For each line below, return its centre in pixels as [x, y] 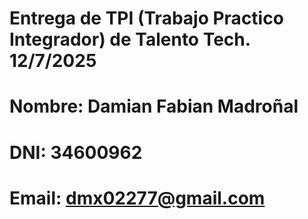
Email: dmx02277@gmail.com [137, 198]
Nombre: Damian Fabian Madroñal [154, 106]
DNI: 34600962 [76, 152]
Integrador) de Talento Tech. [130, 39]
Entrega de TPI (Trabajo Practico [146, 18]
